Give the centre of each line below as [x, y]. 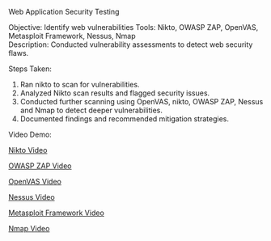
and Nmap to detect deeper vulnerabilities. [91, 110]
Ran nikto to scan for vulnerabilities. [80, 85]
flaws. [19, 53]
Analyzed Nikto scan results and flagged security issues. [115, 93]
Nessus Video [32, 197]
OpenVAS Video [35, 182]
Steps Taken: [30, 69]
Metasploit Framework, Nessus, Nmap [72, 36]
